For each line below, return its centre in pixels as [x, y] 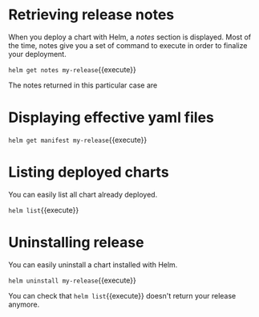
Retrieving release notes [91, 15]
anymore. [24, 304]
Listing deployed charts [89, 172]
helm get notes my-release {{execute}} [72, 69]
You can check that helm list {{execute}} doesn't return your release [122, 295]
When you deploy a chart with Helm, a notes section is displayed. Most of [130, 37]
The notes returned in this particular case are [83, 85]
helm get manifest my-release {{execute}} [78, 140]
